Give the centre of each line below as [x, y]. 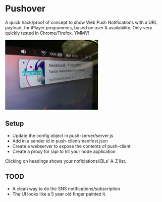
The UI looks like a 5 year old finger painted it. [59, 194]
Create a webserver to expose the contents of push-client [71, 146]
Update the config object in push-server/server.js [63, 135]
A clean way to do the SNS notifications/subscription [66, 189]
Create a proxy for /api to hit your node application [64, 151]
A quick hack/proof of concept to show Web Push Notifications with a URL [81, 22]
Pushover [25, 9]
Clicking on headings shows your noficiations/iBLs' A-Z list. [66, 161]
